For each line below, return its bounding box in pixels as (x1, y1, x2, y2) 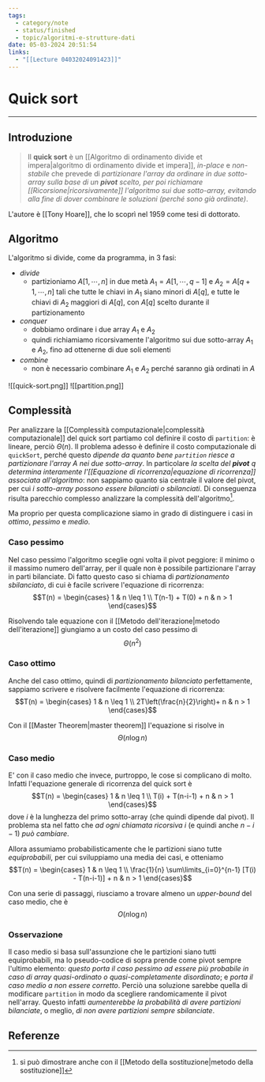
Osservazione (8, 929, 63, 940)
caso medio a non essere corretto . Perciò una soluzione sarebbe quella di (8, 981, 248, 990)
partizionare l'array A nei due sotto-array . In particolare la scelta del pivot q (8, 458, 256, 467)
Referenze (8, 1029, 61, 1042)
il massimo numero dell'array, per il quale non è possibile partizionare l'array (8, 563, 256, 573)
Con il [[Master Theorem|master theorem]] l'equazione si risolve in (8, 721, 225, 730)
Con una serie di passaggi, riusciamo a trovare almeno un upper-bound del (8, 889, 252, 899)
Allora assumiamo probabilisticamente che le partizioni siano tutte (8, 844, 222, 854)
